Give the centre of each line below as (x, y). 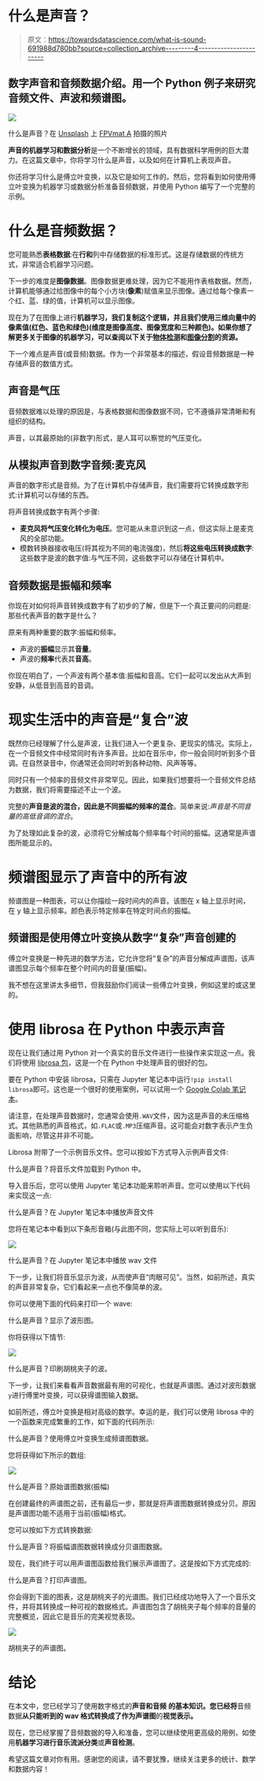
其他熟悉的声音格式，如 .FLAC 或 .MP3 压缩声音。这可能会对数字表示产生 (134, 1125)
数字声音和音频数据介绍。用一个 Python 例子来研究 (132, 83)
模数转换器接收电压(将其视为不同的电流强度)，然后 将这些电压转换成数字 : (137, 549)
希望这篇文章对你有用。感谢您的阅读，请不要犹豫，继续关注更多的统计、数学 (132, 1759)
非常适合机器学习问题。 (60, 264)
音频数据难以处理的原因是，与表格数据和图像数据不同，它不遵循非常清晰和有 (132, 411)
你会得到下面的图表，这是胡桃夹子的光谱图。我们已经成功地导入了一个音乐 (128, 1596)
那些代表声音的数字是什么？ (53, 615)
